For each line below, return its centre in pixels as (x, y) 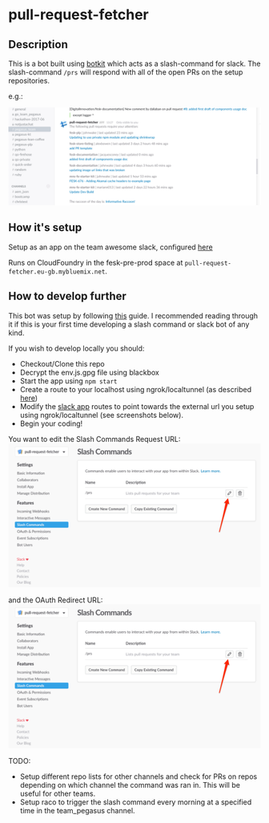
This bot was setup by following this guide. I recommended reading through (133, 315)
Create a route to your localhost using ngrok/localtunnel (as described (136, 389)
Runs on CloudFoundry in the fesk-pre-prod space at (96, 262)
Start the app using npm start (68, 381)
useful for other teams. (58, 794)
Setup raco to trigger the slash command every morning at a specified (136, 802)
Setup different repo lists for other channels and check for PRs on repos (139, 776)
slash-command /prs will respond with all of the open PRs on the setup (126, 72)
